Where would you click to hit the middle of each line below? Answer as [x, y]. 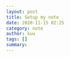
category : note [25, 28]
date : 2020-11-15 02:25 [35, 23]
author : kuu [21, 34]
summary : [17, 45]
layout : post [22, 12]
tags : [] [17, 39]
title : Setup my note [33, 17]
